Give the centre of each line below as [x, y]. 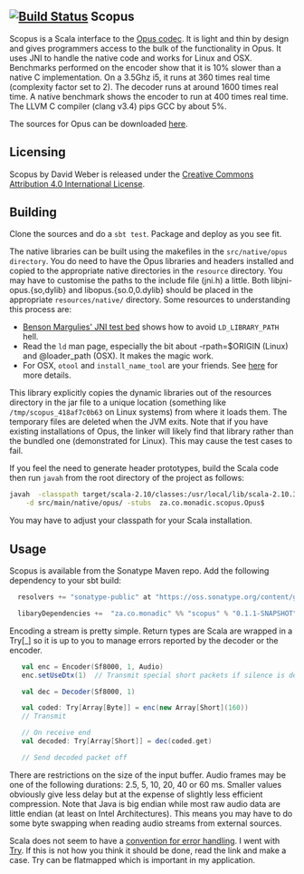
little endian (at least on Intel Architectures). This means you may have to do [151, 813]
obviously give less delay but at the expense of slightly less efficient [136, 794]
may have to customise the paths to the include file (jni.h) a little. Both [139, 280]
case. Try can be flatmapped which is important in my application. [133, 859]
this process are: [41, 309]
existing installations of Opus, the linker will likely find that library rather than [152, 431]
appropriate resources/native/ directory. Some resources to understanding [150, 300]
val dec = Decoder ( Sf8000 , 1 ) [78, 692]
